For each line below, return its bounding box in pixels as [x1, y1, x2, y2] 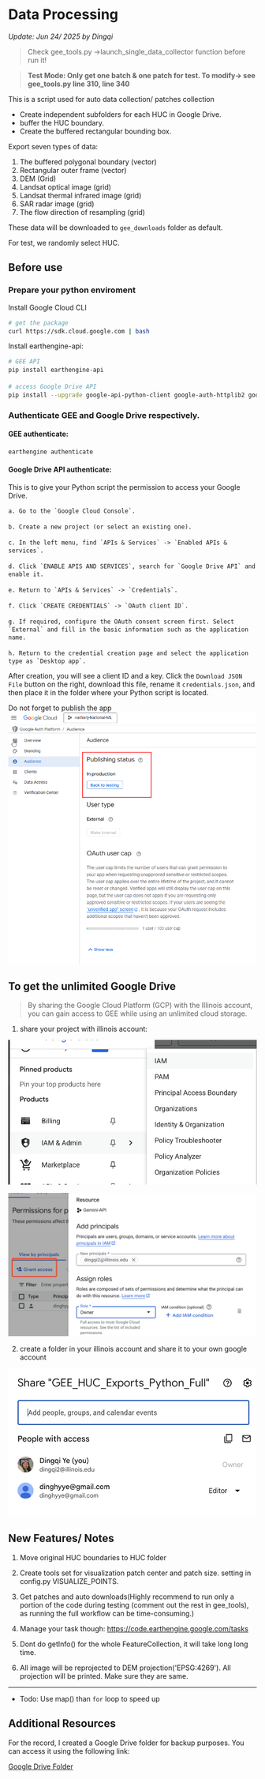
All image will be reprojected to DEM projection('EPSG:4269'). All [19, 1663, 231, 1672]
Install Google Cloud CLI [8, 303, 87, 312]
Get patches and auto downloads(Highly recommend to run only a [19, 1592, 234, 1601]
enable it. [8, 570, 44, 578]
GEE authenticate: [8, 429, 69, 439]
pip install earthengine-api [8, 366, 104, 374]
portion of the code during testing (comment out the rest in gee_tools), [19, 1600, 249, 1609]
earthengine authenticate [8, 448, 93, 456]
